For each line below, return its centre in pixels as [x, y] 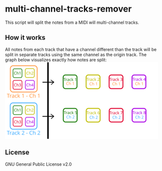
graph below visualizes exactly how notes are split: [56, 60]
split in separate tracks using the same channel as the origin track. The [76, 54]
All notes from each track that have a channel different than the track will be [81, 49]
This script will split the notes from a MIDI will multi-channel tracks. [72, 22]
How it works [25, 38]
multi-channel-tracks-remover [68, 9]
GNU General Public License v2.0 [38, 164]
